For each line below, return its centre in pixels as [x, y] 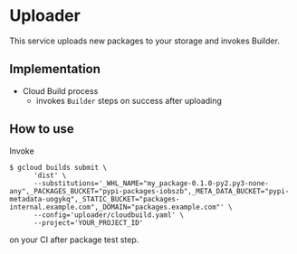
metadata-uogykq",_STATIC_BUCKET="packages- [95, 199]
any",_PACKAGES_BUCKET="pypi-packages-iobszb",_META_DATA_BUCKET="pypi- [149, 191]
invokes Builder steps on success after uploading [129, 100]
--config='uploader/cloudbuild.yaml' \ [108, 215]
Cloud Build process [60, 90]
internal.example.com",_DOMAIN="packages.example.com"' [117, 207]
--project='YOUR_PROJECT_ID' [88, 222]
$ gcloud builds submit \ [58, 167]
